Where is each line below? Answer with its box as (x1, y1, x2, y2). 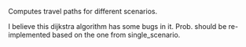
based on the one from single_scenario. (52, 31, 181, 39)
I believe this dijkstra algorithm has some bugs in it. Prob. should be (8, 22, 227, 31)
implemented (8, 31, 51, 39)
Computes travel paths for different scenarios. (8, 7, 158, 16)
